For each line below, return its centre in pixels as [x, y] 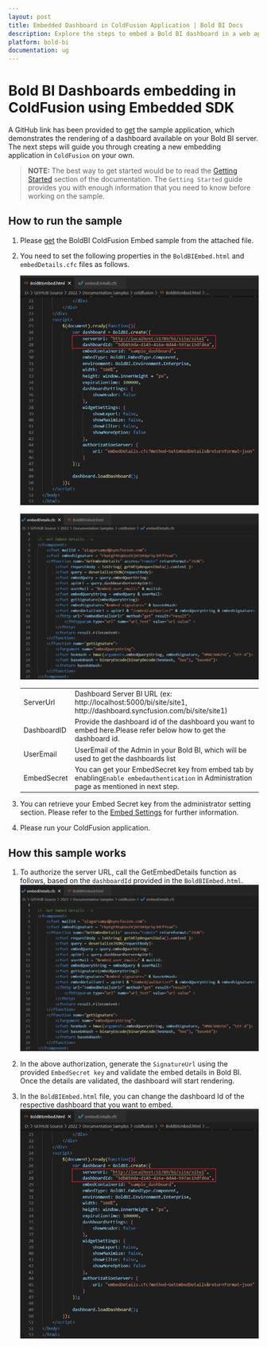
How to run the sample [65, 221]
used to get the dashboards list [125, 758]
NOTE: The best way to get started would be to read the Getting [132, 171]
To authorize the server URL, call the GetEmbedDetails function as [128, 872]
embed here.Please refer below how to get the [150, 730]
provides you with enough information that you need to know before [139, 188]
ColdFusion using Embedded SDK [121, 108]
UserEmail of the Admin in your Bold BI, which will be [161, 750]
